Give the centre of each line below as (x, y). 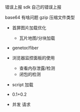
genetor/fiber (25, 48)
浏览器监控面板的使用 (33, 57)
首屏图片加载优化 (29, 28)
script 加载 (23, 84)
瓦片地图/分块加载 (37, 38)
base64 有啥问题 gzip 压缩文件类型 (40, 17)
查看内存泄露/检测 (37, 68)
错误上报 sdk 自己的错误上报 (33, 7)
